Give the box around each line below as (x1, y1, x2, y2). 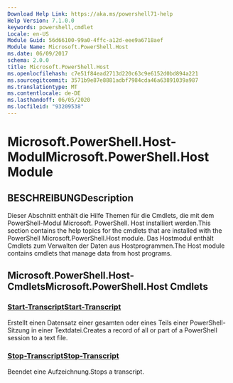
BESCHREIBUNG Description (7, 192, 134, 204)
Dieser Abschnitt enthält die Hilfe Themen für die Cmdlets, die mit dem (7, 211, 215, 219)
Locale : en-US (7, 30, 50, 38)
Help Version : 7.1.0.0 (7, 17, 75, 24)
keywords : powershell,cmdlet (7, 23, 94, 31)
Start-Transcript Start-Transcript (7, 302, 121, 312)
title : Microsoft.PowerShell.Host (7, 63, 110, 70)
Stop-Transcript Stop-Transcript (7, 351, 119, 361)
